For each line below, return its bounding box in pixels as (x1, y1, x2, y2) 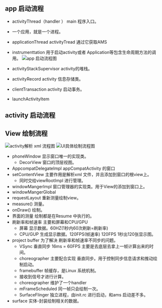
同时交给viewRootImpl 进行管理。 (19, 178, 86, 183)
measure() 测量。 (12, 201, 47, 207)
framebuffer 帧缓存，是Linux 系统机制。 (19, 268, 99, 274)
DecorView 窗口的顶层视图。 (19, 160, 76, 165)
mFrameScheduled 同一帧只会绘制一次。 (19, 286, 101, 292)
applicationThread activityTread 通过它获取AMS (12, 39, 107, 45)
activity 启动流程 (5, 111, 56, 120)
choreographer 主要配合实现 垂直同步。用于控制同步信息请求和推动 (19, 256, 153, 261)
